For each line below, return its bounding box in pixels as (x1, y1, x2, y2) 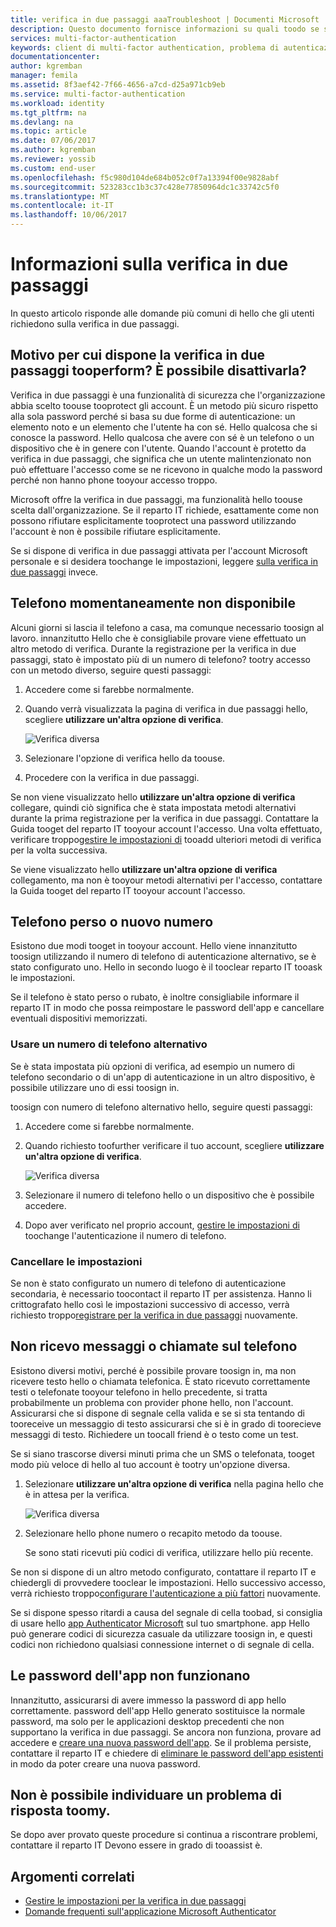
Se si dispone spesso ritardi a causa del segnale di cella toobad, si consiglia (10, 1606, 323, 1618)
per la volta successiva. (10, 844, 108, 856)
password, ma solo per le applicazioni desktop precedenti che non (10, 1715, 285, 1727)
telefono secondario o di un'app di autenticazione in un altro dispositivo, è (10, 1071, 316, 1083)
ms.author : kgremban (10, 145, 97, 155)
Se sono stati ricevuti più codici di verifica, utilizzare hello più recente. (24, 1546, 314, 1558)
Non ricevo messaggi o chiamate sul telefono (10, 1338, 298, 1355)
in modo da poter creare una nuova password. (10, 1757, 201, 1770)
